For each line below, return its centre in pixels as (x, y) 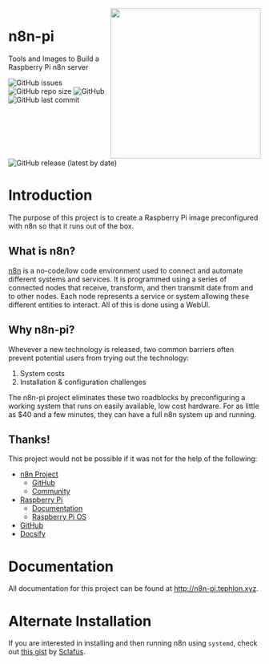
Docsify (33, 534)
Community (51, 492)
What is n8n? (42, 251)
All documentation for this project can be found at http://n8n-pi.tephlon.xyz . (133, 589)
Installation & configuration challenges (83, 382)
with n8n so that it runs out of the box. (71, 226)
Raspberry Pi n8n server (48, 67)
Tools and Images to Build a (54, 59)
